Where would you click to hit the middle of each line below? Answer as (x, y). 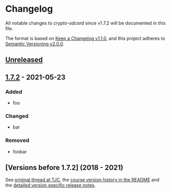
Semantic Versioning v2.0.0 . (35, 43)
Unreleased (24, 60)
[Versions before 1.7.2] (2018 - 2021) (64, 167)
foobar (20, 152)
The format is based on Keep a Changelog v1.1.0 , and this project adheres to (85, 38)
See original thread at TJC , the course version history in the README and (82, 180)
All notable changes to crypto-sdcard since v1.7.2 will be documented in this (86, 23)
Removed (17, 140)
